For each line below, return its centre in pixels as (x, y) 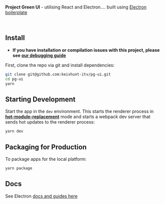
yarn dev (14, 131)
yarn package (19, 168)
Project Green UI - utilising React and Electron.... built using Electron (76, 7)
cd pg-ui (14, 79)
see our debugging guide (39, 55)
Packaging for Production (46, 147)
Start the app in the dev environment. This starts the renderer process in (79, 112)
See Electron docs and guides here (41, 196)
